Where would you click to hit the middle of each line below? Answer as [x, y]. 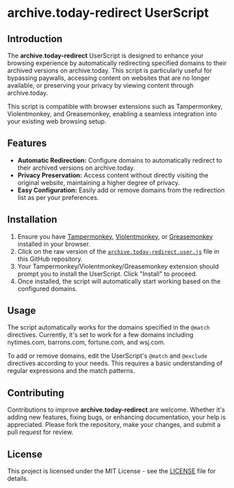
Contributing [36, 393]
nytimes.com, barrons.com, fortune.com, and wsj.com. [87, 342]
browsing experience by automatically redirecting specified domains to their [117, 63]
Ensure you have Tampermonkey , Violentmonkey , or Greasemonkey [115, 236]
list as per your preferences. [58, 197]
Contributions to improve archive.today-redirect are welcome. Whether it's [116, 410]
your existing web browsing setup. [57, 121]
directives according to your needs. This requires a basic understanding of [115, 363]
